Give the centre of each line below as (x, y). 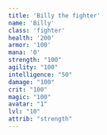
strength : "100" (35, 60)
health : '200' (32, 38)
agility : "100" (33, 67)
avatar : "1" (28, 104)
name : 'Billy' (32, 23)
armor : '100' (30, 45)
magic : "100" (30, 97)
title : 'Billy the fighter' (55, 15)
